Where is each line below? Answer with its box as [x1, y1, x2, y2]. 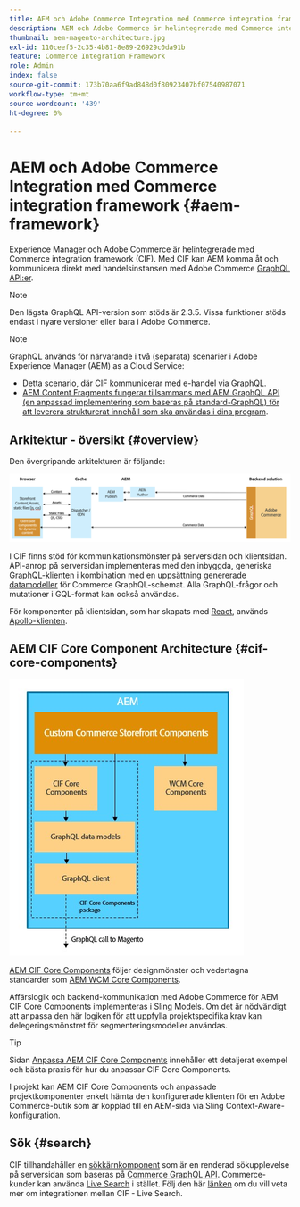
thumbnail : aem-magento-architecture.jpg [9, 33, 166, 42]
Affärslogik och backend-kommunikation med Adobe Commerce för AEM [9, 991, 279, 1002]
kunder [9, 1178, 36, 1189]
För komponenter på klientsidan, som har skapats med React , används [9, 606, 269, 617]
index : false [9, 71, 58, 80]
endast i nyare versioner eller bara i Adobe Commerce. [9, 317, 211, 328]
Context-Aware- [226, 1100, 286, 1111]
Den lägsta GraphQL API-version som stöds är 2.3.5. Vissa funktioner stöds [9, 307, 287, 318]
